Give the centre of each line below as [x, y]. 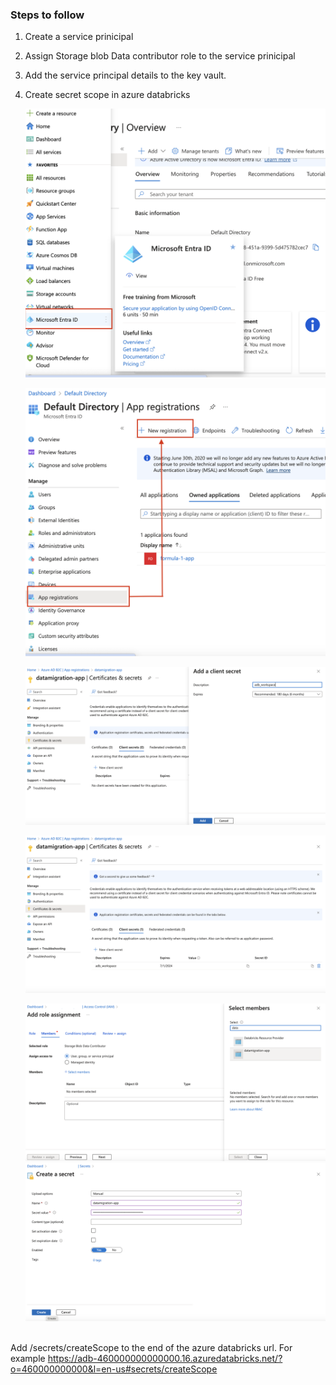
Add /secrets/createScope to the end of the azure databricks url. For [151, 1347]
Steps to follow [47, 15]
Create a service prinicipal [79, 37]
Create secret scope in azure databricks [107, 95]
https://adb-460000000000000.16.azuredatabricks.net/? [165, 1358]
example [28, 1358]
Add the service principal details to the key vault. [125, 75]
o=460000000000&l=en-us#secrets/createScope [114, 1369]
